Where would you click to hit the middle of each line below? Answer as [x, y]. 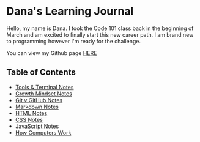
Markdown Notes [37, 106]
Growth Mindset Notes [43, 94]
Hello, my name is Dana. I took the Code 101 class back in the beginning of [100, 28]
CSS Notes [29, 119]
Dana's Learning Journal [70, 11]
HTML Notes [31, 113]
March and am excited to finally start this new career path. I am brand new [100, 34]
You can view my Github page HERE [52, 53]
